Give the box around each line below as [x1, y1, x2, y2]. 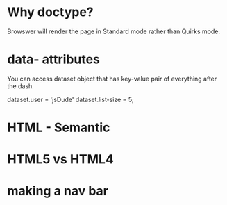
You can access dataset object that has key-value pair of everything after [7, 74, 217, 83]
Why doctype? [7, 4, 94, 20]
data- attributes [7, 51, 101, 67]
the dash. [7, 81, 35, 90]
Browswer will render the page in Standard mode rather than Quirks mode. [7, 27, 221, 35]
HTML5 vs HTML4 [7, 151, 115, 167]
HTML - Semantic [7, 120, 110, 136]
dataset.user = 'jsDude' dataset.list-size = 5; [7, 95, 134, 104]
